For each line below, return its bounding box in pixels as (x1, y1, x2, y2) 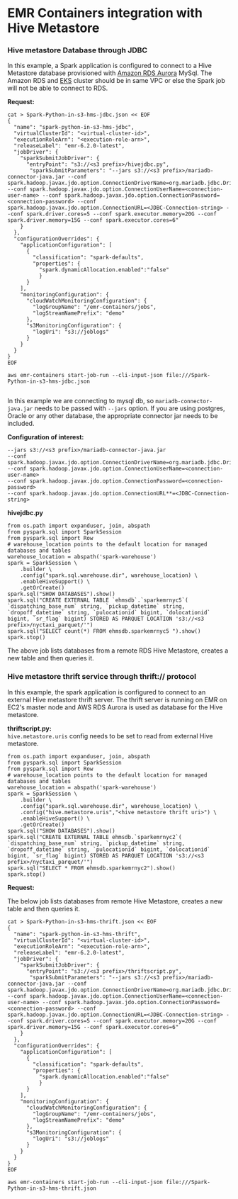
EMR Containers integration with (7, 5, 203, 21)
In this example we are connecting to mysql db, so (7, 397, 154, 405)
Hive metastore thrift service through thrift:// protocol (7, 672, 197, 682)
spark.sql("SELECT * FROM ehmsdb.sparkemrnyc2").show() (7, 865, 176, 872)
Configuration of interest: (7, 433, 84, 441)
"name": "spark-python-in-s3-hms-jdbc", (13, 124, 135, 131)
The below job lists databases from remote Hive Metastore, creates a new (7, 896, 223, 905)
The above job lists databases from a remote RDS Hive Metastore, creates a (7, 646, 229, 655)
